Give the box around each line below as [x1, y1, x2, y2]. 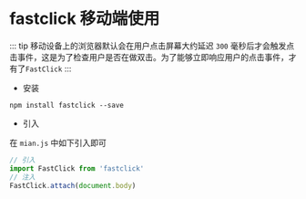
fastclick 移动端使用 [9, 8, 160, 29]
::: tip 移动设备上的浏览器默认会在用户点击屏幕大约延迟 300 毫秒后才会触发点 [9, 40, 294, 51]
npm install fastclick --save [9, 100, 125, 110]
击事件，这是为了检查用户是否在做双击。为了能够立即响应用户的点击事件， [9, 51, 289, 62]
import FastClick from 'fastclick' [9, 163, 145, 173]
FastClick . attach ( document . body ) [9, 181, 137, 190]
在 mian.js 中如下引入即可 [9, 137, 107, 148]
